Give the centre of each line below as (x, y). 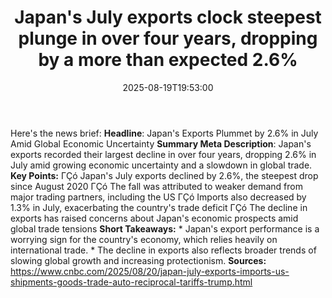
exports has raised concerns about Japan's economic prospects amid (154, 218)
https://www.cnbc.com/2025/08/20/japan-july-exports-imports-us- (150, 271)
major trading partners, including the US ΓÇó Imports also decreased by (158, 197)
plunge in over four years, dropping (168, 38)
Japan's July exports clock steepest (168, 17)
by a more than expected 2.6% (168, 60)
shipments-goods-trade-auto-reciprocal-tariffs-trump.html (131, 282)
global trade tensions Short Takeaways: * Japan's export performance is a (165, 228)
